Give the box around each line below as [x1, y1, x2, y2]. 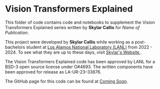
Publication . [5, 30, 29, 35]
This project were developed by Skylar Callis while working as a [5, 39, 134, 44]
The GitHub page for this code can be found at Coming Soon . [5, 78, 128, 84]
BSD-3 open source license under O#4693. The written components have [5, 64, 153, 70]
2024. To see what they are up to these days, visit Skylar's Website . [5, 49, 142, 55]
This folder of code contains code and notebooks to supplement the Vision [5, 19, 155, 25]
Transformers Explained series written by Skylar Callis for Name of [5, 24, 140, 30]
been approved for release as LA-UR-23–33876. [5, 69, 102, 74]
